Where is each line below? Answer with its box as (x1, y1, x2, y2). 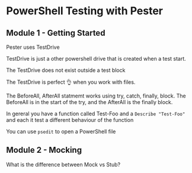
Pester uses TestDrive (6, 43, 60, 51)
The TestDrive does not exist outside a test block (6, 67, 126, 74)
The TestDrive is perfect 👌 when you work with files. (6, 78, 136, 86)
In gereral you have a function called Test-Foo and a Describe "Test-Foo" (6, 110, 185, 117)
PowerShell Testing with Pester (6, 4, 164, 18)
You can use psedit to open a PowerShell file (6, 128, 116, 135)
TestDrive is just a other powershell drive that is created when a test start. (6, 55, 187, 62)
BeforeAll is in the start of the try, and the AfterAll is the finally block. (6, 99, 173, 105)
